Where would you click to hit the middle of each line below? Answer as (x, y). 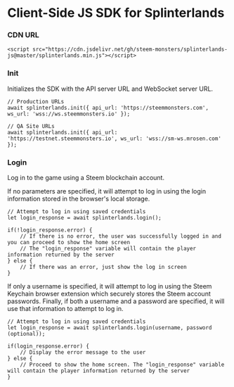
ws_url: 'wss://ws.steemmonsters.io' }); (69, 114)
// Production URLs (36, 101)
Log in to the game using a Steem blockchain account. (86, 178)
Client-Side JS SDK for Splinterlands (116, 13)
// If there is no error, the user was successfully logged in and (121, 236)
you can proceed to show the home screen (69, 243)
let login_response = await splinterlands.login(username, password (110, 328)
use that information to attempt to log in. (65, 309)
